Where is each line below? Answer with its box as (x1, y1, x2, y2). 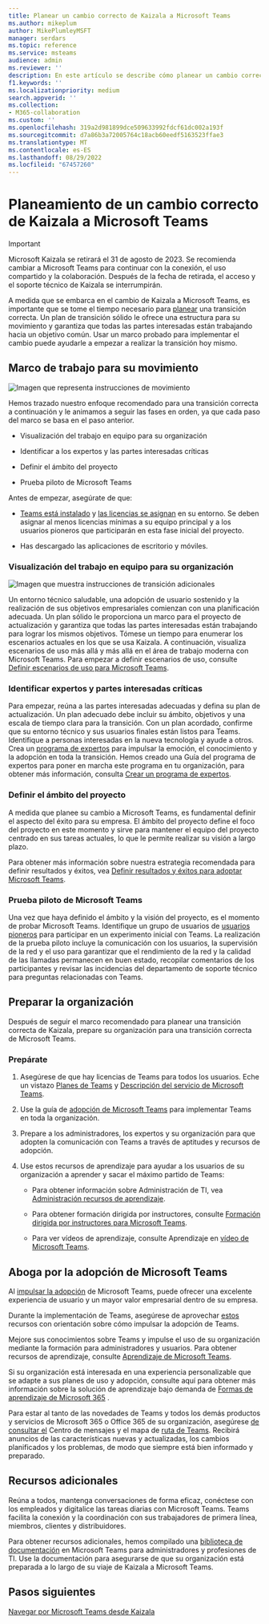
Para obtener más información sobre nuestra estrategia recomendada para (8, 857, 255, 867)
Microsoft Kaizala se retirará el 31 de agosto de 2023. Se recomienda (8, 254, 236, 265)
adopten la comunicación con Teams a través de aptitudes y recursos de (19, 1137, 260, 1147)
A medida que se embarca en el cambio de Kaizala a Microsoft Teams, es (8, 296, 251, 306)
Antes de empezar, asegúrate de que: (8, 492, 133, 502)
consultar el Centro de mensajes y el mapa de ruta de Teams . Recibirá (8, 1425, 240, 1435)
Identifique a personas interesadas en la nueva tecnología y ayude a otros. (8, 735, 255, 745)
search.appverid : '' (8, 94, 78, 102)
